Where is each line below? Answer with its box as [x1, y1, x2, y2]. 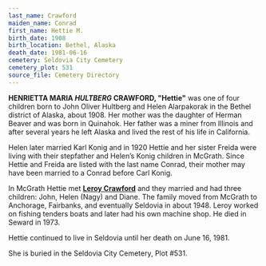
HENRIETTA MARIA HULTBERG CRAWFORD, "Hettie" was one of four [8, 93, 240, 102]
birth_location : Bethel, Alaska [8, 42, 116, 50]
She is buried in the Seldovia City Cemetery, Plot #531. [8, 248, 188, 258]
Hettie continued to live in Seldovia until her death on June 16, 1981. [8, 232, 230, 242]
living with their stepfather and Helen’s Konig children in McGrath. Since [8, 151, 245, 161]
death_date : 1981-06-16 [8, 49, 88, 57]
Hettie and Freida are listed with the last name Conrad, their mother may [8, 159, 246, 169]
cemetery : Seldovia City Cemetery [8, 57, 124, 65]
